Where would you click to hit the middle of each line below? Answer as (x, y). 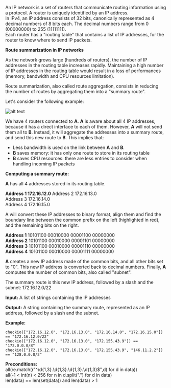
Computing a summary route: (37, 174)
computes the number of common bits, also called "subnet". (68, 272)
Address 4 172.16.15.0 (28, 204)
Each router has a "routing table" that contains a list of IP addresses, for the (85, 35)
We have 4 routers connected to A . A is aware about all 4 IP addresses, (80, 121)
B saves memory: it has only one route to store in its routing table (81, 153)
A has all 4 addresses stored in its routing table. (55, 184)
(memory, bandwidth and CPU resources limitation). (60, 76)
